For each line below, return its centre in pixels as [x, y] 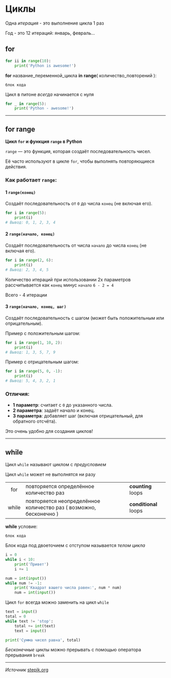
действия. [16, 167]
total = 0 [16, 617]
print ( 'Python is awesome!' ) [45, 65]
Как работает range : [31, 180]
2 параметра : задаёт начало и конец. [54, 410]
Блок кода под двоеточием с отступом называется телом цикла [75, 545]
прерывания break [25, 655]
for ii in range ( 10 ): [28, 61]
